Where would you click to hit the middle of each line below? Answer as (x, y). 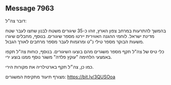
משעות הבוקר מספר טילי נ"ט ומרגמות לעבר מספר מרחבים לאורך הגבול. (75, 41)
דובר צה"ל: (16, 20)
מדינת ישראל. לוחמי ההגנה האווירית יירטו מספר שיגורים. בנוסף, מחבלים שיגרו (80, 36)
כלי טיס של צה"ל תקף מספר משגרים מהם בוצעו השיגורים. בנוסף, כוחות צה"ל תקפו (85, 51)
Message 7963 (30, 8)
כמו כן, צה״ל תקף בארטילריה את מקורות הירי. (50, 67)
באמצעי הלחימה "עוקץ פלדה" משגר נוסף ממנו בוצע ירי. (59, 57)
